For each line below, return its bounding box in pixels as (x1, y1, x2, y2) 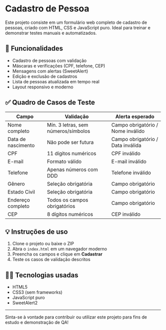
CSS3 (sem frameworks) (12, 289, 63, 295)
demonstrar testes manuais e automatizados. (5, 30, 97, 36)
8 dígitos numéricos (46, 210, 93, 217)
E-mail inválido (111, 158, 147, 165)
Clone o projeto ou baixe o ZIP (12, 241, 74, 247)
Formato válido (46, 158, 82, 165)
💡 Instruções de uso (5, 227, 68, 236)
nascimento (7, 142, 35, 149)
